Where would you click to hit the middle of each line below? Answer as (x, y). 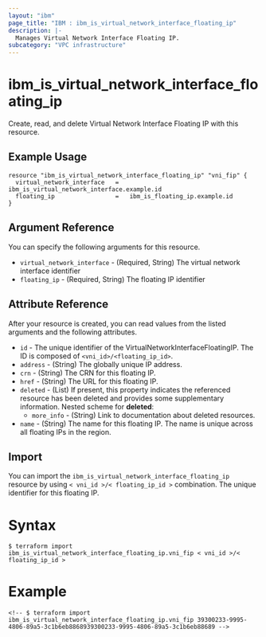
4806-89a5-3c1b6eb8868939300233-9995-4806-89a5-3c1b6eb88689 (112, 627)
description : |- (35, 30)
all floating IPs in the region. (65, 432)
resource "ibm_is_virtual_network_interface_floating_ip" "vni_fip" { (128, 175)
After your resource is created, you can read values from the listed (117, 323)
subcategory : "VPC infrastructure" (67, 45)
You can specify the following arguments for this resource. (104, 247)
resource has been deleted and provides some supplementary (122, 398)
